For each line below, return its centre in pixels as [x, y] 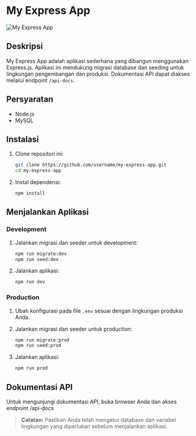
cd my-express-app [38, 171]
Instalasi [23, 139]
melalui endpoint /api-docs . [41, 80]
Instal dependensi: [38, 182]
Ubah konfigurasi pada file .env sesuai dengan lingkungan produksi [99, 311]
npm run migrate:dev [41, 254]
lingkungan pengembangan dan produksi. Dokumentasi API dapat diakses [98, 74]
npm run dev [30, 282]
